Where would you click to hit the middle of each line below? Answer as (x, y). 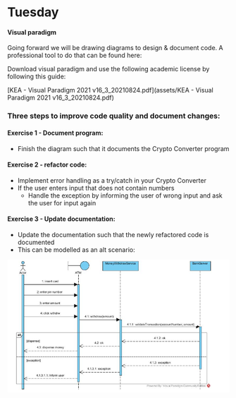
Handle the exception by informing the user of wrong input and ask (125, 195)
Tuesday (33, 12)
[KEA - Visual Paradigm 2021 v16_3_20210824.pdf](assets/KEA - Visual (110, 90)
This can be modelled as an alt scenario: (76, 249)
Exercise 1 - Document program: (55, 133)
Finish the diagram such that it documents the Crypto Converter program (123, 148)
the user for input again (62, 203)
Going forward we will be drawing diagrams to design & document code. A (115, 48)
